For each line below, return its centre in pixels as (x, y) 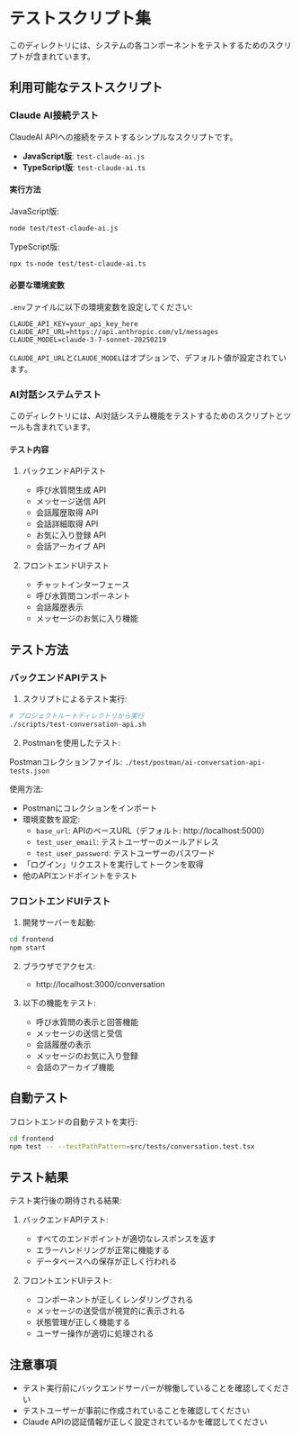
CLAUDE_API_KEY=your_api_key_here (74, 324)
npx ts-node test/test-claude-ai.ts (78, 263)
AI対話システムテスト (55, 395)
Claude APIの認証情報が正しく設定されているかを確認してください (145, 1421)
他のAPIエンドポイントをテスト (80, 876)
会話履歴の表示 (63, 1044)
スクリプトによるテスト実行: (75, 698)
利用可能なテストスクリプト (86, 88)
